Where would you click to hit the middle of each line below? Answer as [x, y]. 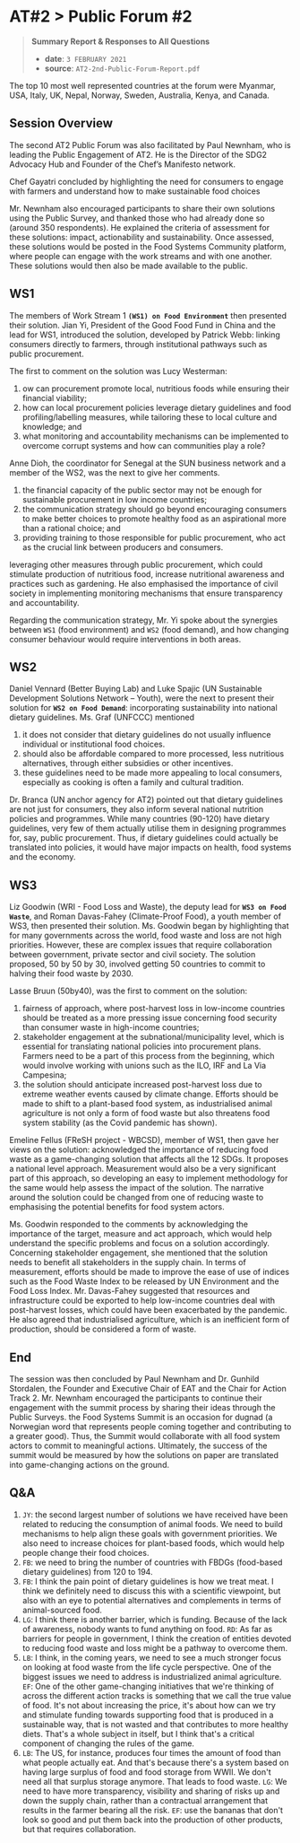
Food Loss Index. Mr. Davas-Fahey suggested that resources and [130, 1291]
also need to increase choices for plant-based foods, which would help [153, 1543]
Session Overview [61, 123]
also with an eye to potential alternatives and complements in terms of [152, 1600]
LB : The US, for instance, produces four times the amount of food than [152, 1752]
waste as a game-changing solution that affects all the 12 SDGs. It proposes [149, 1159]
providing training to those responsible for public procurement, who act [154, 537]
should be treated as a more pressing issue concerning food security [150, 1018]
